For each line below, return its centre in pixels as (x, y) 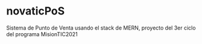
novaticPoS (36, 11)
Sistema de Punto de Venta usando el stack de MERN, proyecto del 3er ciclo (101, 28)
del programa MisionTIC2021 (42, 34)
